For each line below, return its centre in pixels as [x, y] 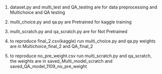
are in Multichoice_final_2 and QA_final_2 [51, 46]
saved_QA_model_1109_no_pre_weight [48, 66]
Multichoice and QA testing [37, 12]
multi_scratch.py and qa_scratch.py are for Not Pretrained [68, 31]
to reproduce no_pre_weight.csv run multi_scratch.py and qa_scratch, [81, 56]
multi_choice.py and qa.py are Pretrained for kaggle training [71, 22]
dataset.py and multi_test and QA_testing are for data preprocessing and [83, 7]
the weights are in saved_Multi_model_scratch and [61, 61]
